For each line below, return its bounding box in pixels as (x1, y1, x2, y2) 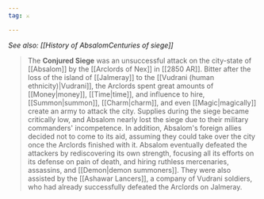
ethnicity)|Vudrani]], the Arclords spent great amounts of (27, 81, 214, 90)
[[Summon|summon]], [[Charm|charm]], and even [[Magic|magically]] (27, 98, 257, 107)
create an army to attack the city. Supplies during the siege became (27, 106, 250, 116)
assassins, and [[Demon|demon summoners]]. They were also (27, 165, 231, 174)
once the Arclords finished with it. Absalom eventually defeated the (27, 140, 247, 149)
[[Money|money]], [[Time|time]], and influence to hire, (27, 89, 205, 99)
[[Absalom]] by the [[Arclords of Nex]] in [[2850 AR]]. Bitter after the (27, 64, 251, 74)
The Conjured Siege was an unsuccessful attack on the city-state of (27, 55, 252, 65)
